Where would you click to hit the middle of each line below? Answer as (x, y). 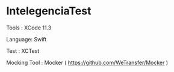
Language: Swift (26, 39)
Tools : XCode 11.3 (29, 28)
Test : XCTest (23, 51)
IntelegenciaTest (49, 11)
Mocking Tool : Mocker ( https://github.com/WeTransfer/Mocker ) (87, 62)
